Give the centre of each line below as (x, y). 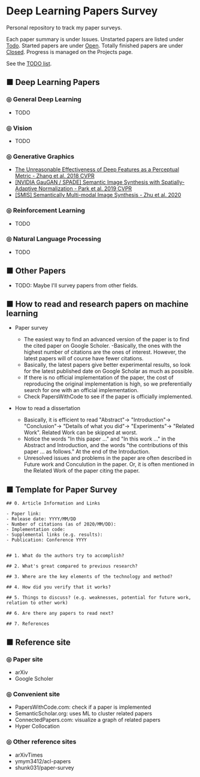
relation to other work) (37, 603)
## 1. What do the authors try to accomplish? (65, 556)
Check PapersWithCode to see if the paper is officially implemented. (108, 397)
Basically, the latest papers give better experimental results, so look (107, 365)
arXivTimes (29, 755)
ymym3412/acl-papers (43, 761)
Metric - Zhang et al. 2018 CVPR (54, 176)
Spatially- (173, 182)
